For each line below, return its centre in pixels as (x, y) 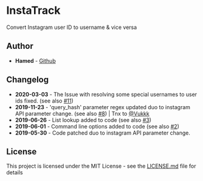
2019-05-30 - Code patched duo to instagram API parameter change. (103, 133)
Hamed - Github (35, 60)
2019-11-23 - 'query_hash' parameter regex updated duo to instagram (103, 107)
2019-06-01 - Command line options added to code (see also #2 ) (97, 126)
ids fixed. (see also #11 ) (44, 101)
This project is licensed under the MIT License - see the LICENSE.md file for (101, 166)
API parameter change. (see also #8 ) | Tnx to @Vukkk (82, 113)
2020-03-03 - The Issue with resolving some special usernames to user (106, 94)
